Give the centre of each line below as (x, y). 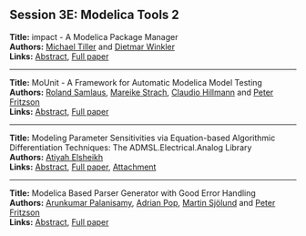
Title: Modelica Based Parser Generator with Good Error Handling (133, 193)
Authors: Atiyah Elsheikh (56, 157)
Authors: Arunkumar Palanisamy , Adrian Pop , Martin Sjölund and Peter (143, 202)
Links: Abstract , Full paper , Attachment (83, 167)
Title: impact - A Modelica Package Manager (94, 36)
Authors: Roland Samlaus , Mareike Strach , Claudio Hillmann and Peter (142, 92)
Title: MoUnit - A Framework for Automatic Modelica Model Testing (136, 82)
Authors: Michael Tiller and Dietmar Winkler (92, 46)
